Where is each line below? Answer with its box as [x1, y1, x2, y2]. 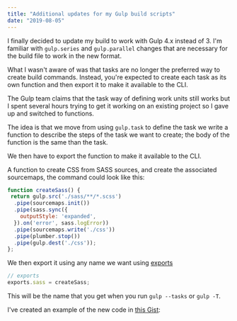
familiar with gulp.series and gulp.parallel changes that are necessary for [7, 44, 229, 52]
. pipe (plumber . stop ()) [13, 232, 81, 240]
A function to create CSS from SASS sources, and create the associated [7, 165, 217, 174]
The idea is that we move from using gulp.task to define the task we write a [7, 123, 229, 131]
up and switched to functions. [7, 109, 94, 118]
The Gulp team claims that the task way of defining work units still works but [7, 94, 231, 103]
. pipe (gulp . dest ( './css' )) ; [13, 239, 97, 247]
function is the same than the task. [7, 137, 108, 146]
